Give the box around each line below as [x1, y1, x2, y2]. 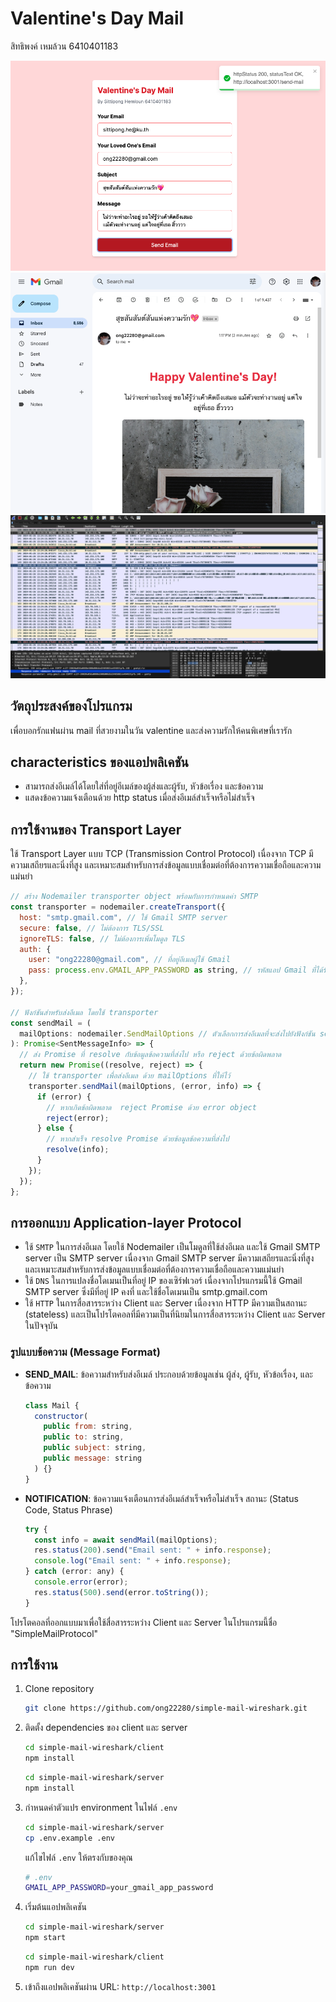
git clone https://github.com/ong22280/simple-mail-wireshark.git [24, 1703, 308, 1714]
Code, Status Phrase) [24, 1503, 113, 1516]
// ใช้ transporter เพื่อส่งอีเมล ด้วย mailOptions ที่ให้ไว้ [28, 1071, 231, 1081]
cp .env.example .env [24, 1833, 115, 1843]
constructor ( [34, 1411, 89, 1421]
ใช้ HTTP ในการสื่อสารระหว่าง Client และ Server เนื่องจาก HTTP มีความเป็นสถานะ [24, 1297, 308, 1309]
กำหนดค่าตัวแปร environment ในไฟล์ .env [24, 1801, 178, 1813]
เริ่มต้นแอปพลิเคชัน [24, 1901, 87, 1913]
